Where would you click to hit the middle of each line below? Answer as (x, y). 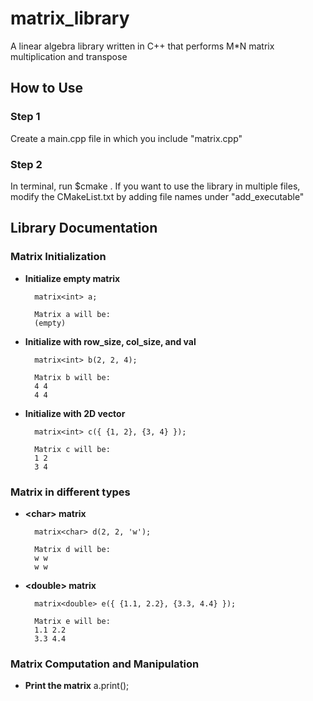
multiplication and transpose (69, 56)
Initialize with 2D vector (75, 413)
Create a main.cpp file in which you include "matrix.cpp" (126, 138)
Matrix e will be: (72, 621)
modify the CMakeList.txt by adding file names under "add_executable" (157, 196)
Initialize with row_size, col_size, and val (110, 341)
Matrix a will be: (72, 314)
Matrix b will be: (72, 377)
